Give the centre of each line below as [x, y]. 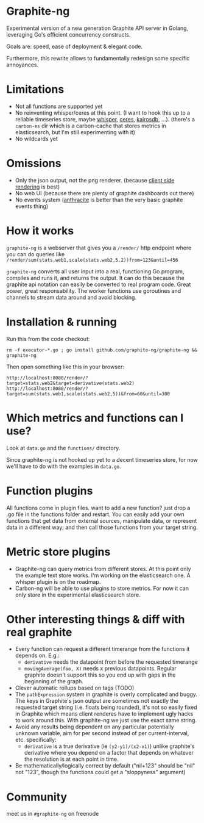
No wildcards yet [36, 138]
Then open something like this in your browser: [65, 367]
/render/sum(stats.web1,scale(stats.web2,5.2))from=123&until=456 [92, 260]
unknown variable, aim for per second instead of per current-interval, [102, 733]
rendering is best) [37, 187]
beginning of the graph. [54, 681]
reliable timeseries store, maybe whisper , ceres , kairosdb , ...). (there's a [105, 119]
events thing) [32, 206]
